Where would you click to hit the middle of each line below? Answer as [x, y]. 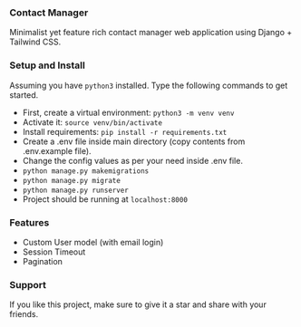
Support [28, 284]
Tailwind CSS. [35, 42]
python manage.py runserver [75, 190]
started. [24, 95]
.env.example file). [57, 150]
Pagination [43, 261]
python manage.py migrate [71, 180]
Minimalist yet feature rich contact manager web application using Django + [151, 33]
